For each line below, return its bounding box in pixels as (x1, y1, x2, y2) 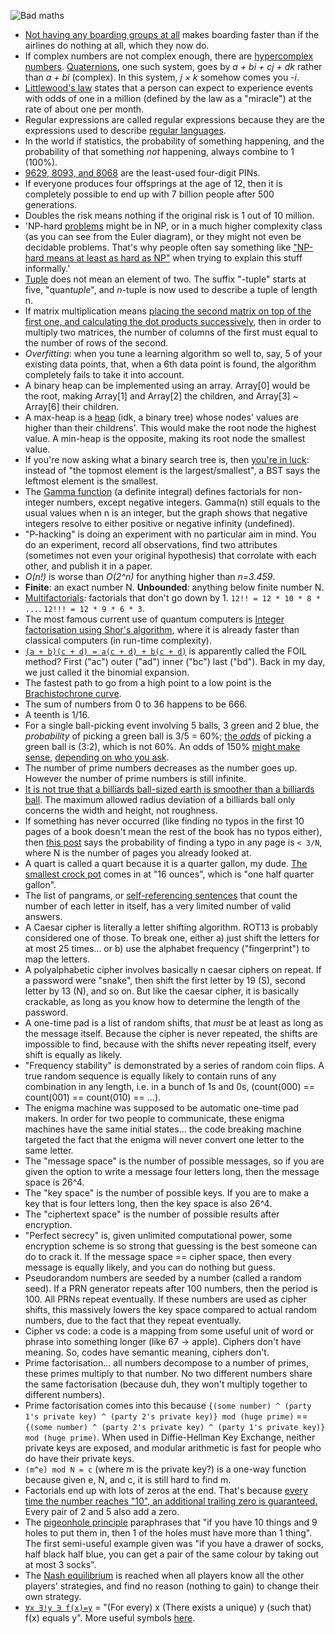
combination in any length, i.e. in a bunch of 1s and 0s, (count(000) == (24, 1081, 315, 1092)
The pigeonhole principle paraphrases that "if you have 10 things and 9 (24, 1516, 318, 1528)
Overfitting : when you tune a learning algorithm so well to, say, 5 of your (24, 348, 323, 359)
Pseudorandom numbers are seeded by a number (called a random (24, 1272, 302, 1284)
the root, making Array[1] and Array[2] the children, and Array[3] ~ (24, 390, 299, 402)
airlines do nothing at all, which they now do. (24, 40, 210, 51)
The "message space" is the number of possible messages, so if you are (24, 1155, 325, 1167)
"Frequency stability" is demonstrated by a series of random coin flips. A (24, 1060, 325, 1071)
